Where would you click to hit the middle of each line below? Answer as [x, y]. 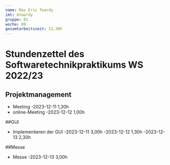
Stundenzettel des [45, 54]
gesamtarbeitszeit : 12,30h [34, 29]
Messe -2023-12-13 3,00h [40, 157]
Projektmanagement [38, 94]
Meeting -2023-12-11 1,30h [41, 107]
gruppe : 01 [17, 19]
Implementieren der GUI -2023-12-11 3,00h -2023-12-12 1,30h [77, 132]
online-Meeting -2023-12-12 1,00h [49, 112]
